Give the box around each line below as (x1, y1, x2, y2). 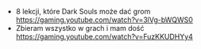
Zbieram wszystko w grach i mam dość (15, 24, 145, 32)
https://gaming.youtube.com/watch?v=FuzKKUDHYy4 (15, 32, 193, 41)
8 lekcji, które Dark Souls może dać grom (15, 7, 151, 16)
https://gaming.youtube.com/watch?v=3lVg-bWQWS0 (15, 15, 193, 24)
